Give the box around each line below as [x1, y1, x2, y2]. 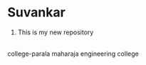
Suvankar [7, 4, 66, 21]
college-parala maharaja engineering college [7, 49, 139, 58]
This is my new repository [17, 28, 94, 36]
